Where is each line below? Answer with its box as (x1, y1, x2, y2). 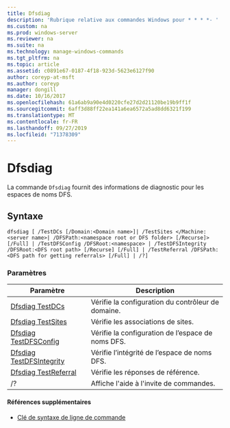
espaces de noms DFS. (7, 190, 73, 199)
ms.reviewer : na (7, 36, 53, 42)
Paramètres (7, 268, 47, 277)
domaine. (90, 306, 121, 316)
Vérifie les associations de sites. (90, 317, 194, 327)
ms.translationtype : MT (7, 112, 75, 118)
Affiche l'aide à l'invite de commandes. (90, 379, 216, 388)
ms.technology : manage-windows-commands (7, 49, 125, 55)
